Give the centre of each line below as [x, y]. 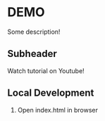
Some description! [34, 32]
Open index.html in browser [58, 110]
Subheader [32, 54]
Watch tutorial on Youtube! [46, 70]
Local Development [51, 93]
